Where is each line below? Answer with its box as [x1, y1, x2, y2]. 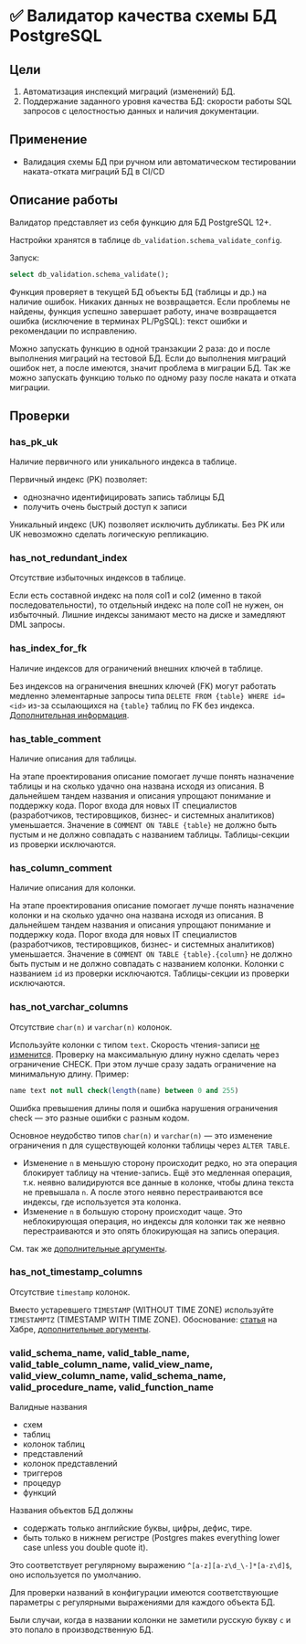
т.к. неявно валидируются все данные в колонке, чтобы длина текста [22, 1176, 294, 1188]
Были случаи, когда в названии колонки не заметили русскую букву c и [9, 1615, 291, 1626]
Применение [9, 132, 88, 147]
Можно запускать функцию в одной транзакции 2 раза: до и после [9, 343, 271, 354]
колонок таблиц [22, 1438, 85, 1449]
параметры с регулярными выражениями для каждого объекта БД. [9, 1596, 276, 1608]
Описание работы [9, 193, 119, 208]
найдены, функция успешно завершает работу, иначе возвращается [9, 305, 277, 316]
